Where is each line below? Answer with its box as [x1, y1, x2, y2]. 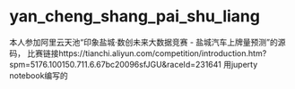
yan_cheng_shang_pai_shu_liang [9, 6, 260, 27]
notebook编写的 [9, 69, 69, 81]
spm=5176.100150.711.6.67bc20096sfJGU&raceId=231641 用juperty [9, 59, 258, 69]
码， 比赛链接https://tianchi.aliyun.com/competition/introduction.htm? [9, 47, 267, 59]
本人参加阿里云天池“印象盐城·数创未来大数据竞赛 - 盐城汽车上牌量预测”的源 [9, 36, 286, 47]
